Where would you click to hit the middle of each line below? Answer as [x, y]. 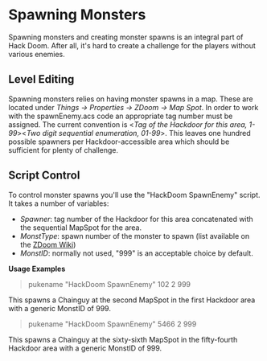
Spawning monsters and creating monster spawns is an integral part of [126, 37]
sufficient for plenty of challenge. [64, 150]
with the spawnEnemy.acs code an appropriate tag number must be [121, 116]
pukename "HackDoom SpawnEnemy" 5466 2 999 [112, 324]
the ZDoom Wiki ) [48, 244]
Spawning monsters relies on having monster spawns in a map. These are [131, 99]
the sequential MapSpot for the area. [81, 228]
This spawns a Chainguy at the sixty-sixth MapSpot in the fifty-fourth [123, 339]
